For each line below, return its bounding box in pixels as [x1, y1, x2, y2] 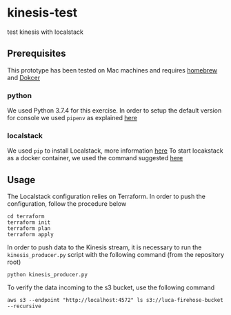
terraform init [7, 219, 51, 226]
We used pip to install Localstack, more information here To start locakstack [7, 146, 223, 155]
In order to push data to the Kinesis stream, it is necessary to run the [7, 243, 202, 251]
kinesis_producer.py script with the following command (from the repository [7, 251, 225, 259]
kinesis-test [7, 5, 78, 21]
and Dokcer [7, 73, 40, 82]
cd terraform [7, 213, 45, 220]
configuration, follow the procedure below [7, 200, 127, 208]
